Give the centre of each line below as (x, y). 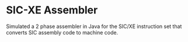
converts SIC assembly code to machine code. (62, 32)
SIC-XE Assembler (52, 10)
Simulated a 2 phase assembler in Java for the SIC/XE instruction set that (94, 26)
